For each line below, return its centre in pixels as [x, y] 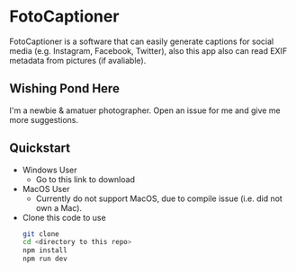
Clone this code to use [64, 217]
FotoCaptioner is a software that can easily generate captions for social [142, 41]
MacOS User [46, 189]
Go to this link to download [85, 179]
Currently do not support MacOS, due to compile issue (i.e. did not [159, 198]
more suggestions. [44, 119]
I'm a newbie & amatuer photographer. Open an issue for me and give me [145, 110]
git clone [41, 234]
